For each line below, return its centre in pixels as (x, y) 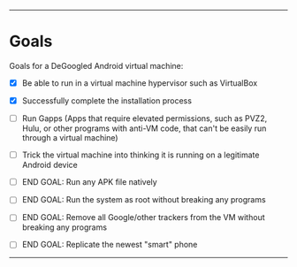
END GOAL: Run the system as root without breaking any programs (144, 200)
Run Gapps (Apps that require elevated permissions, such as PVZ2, (145, 118)
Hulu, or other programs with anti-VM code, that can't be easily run (144, 128)
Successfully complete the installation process (107, 101)
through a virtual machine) (70, 138)
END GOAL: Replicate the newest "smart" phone (110, 245)
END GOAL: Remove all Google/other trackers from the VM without (143, 217)
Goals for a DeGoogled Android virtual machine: (96, 65)
